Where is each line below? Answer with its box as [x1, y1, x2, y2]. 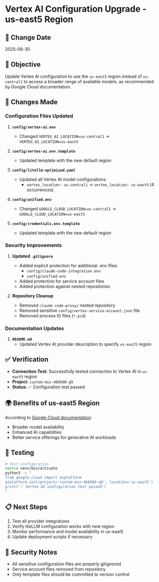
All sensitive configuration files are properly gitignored [12, 561, 122, 567]
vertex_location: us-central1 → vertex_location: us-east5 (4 [26, 181, 155, 187]
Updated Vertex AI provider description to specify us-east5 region [19, 341, 152, 347]
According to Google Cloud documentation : [5, 414, 92, 420]
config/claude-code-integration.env [26, 269, 101, 273]
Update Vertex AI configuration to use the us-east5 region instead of [5, 73, 142, 79]
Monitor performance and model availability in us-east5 [12, 529, 124, 535]
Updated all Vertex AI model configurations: [19, 176, 107, 182]
